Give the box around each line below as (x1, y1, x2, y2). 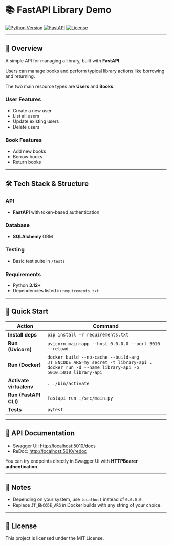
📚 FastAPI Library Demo (5, 4, 112, 16)
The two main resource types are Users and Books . (5, 83, 115, 89)
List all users (12, 113, 40, 119)
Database (5, 221, 30, 228)
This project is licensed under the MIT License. (5, 535, 104, 541)
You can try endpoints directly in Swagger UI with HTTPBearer (5, 458, 138, 464)
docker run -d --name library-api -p (47, 364, 139, 370)
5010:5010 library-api (47, 369, 103, 375)
